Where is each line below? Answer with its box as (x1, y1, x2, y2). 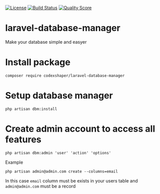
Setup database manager (5, 90, 113, 102)
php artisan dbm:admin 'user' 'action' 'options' (5, 150, 112, 155)
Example (5, 159, 24, 165)
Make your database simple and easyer (5, 39, 87, 45)
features (5, 134, 42, 145)
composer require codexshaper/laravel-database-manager (5, 73, 125, 78)
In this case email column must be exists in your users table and (5, 177, 138, 183)
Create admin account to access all (5, 123, 155, 134)
